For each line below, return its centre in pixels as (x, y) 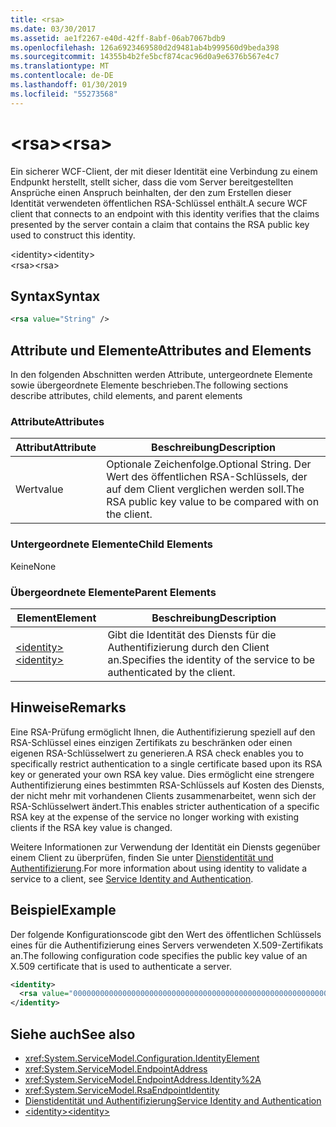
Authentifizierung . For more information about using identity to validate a (159, 868)
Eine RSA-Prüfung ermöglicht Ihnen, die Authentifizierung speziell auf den (163, 732)
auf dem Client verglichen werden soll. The (205, 489)
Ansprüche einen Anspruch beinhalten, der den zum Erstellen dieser (151, 192)
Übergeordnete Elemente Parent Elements (113, 592)
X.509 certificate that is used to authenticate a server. (121, 966)
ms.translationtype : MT (60, 66)
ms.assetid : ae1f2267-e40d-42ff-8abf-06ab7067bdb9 (118, 38)
